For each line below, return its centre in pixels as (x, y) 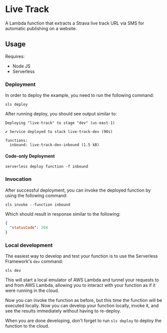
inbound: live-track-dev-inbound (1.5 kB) (54, 145)
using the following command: (36, 195)
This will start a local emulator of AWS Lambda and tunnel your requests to (82, 280)
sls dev (13, 271)
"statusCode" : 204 (29, 228)
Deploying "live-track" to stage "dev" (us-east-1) (60, 123)
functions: (16, 141)
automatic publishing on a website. (41, 28)
